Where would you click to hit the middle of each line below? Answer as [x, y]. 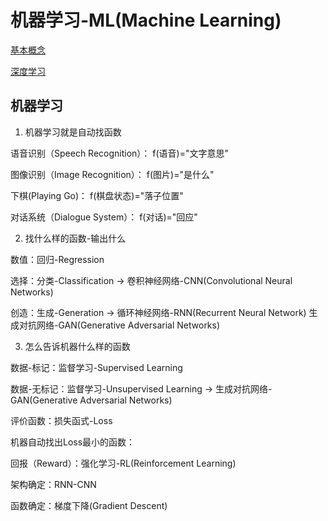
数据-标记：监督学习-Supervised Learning [96, 367]
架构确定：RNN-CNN [53, 484]
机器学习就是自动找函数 [73, 132]
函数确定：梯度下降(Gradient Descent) [89, 505]
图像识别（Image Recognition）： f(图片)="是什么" [112, 174]
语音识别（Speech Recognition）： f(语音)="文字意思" [119, 153]
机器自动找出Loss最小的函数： [73, 442]
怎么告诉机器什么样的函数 [77, 346]
